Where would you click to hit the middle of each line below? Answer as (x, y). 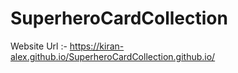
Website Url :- (39, 46)
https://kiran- (97, 46)
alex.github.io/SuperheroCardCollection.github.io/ (113, 56)
